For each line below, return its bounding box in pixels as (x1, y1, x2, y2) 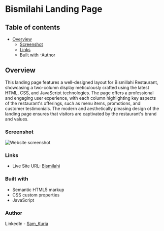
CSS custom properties (12, 192, 60, 198)
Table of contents (5, 23, 60, 32)
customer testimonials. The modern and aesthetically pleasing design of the (5, 105, 159, 112)
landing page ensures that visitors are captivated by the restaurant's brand (5, 111, 157, 116)
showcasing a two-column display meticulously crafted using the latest (5, 84, 149, 90)
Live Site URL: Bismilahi (12, 163, 60, 169)
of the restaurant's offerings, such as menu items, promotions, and (5, 100, 141, 106)
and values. (5, 116, 29, 122)
